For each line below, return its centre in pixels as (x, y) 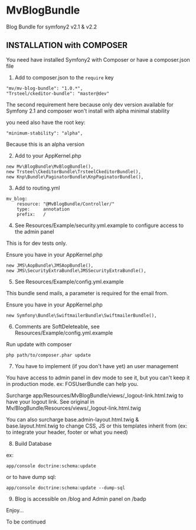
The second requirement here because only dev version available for (90, 104)
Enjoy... (15, 510)
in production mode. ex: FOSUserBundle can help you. (72, 384)
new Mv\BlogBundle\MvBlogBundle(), (50, 167)
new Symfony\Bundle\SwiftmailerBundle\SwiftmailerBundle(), (82, 315)
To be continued (26, 522)
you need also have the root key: (46, 122)
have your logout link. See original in (50, 401)
